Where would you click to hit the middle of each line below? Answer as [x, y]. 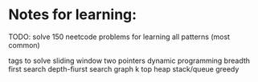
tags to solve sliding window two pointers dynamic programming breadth [129, 61]
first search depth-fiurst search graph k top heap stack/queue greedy [124, 68]
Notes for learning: [73, 15]
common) [24, 45]
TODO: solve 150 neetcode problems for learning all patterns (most [119, 37]
